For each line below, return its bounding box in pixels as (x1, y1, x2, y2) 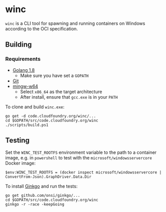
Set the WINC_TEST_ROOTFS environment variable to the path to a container (5, 149, 157, 155)
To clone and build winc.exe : (5, 104, 65, 110)
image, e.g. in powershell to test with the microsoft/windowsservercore (5, 155, 152, 161)
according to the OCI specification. (5, 25, 78, 31)
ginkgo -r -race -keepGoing (5, 202, 65, 207)
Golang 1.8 (12, 67, 35, 73)
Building (5, 40, 32, 49)
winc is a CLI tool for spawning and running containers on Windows (5, 20, 145, 26)
